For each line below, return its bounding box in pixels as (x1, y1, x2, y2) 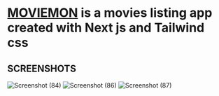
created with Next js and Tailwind (7, 20, 205, 36)
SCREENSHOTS (7, 62, 77, 74)
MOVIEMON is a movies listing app (7, 5, 213, 21)
